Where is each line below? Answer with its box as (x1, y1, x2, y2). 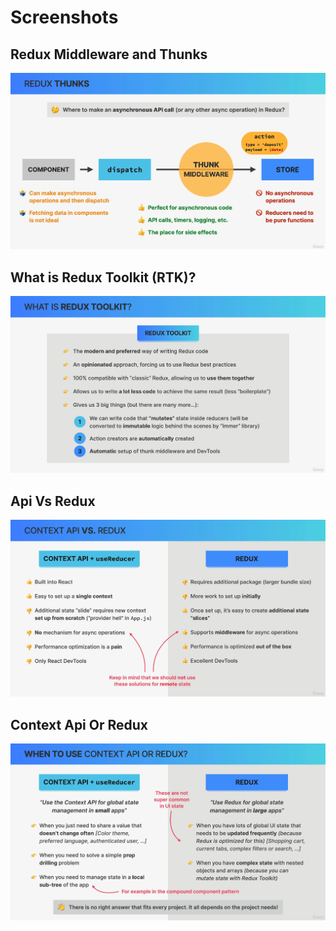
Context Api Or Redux (10, 716, 149, 733)
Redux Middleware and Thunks (10, 46, 208, 63)
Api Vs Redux (10, 492, 96, 510)
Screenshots (10, 6, 119, 29)
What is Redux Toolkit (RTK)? (10, 269, 197, 286)
